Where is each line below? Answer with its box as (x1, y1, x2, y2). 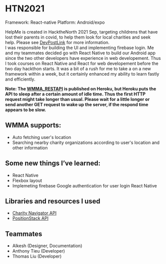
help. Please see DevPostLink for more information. (5, 39, 110, 45)
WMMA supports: (5, 121, 62, 130)
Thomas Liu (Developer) (12, 253, 62, 260)
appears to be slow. (5, 107, 46, 113)
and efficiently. (5, 76, 36, 82)
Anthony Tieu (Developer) (12, 248, 65, 254)
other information (12, 144, 48, 151)
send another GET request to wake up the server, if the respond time (5, 101, 148, 107)
